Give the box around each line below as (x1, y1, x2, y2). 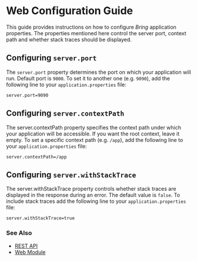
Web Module (14, 248, 46, 256)
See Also (6, 229, 32, 237)
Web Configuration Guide (6, 4, 133, 18)
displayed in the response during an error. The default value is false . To (6, 192, 181, 199)
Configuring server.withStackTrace (6, 170, 136, 179)
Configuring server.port (6, 53, 97, 63)
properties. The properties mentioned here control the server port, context (6, 29, 186, 36)
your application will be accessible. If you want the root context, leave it (6, 130, 180, 137)
